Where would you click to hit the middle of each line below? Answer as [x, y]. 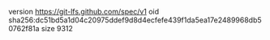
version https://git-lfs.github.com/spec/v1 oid [84, 12]
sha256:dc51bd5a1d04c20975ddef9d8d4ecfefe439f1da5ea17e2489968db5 [135, 20]
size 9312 [57, 28]
